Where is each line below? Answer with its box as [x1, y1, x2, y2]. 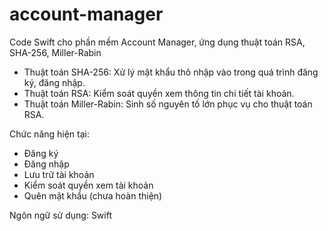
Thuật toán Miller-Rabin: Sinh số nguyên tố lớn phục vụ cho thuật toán [23, 98, 313, 110]
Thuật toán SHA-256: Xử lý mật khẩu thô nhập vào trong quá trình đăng [23, 66, 319, 78]
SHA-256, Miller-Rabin [9, 46, 102, 58]
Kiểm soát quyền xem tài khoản [23, 179, 154, 191]
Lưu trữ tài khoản [23, 168, 95, 180]
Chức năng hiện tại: [9, 128, 91, 140]
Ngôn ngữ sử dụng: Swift [9, 209, 113, 221]
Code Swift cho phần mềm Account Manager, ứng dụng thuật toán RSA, [9, 36, 306, 48]
